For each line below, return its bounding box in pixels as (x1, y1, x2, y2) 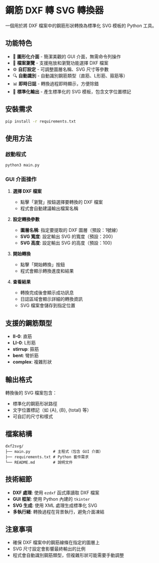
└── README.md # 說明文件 (5, 460, 73, 465)
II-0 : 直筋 (12, 333, 32, 339)
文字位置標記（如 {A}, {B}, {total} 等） (12, 407, 91, 413)
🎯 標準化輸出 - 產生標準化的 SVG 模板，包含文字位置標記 (12, 88, 131, 94)
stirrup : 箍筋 (12, 346, 39, 352)
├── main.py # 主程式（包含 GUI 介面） (5, 449, 103, 454)
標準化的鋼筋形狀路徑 (12, 400, 57, 406)
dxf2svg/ (5, 444, 24, 449)
